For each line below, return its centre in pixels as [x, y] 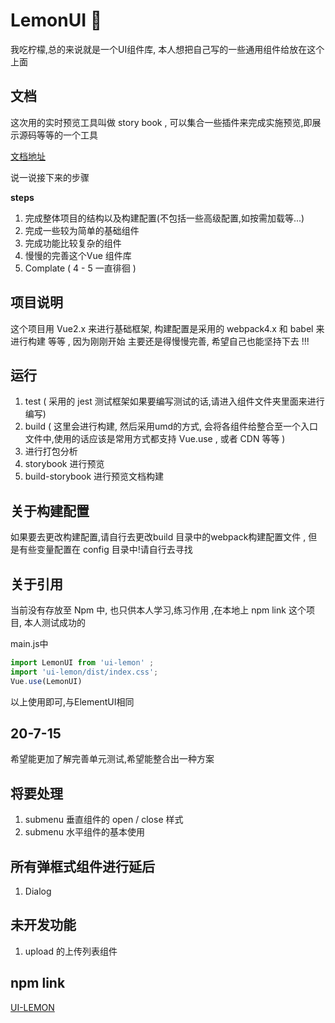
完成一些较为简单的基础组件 [82, 230]
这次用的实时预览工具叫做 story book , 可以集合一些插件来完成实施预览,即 [161, 122]
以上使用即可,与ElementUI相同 [72, 701]
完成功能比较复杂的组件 [73, 243]
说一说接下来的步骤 [50, 177]
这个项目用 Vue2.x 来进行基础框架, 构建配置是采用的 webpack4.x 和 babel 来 [167, 328]
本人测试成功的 [54, 622]
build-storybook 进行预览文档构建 [94, 476]
